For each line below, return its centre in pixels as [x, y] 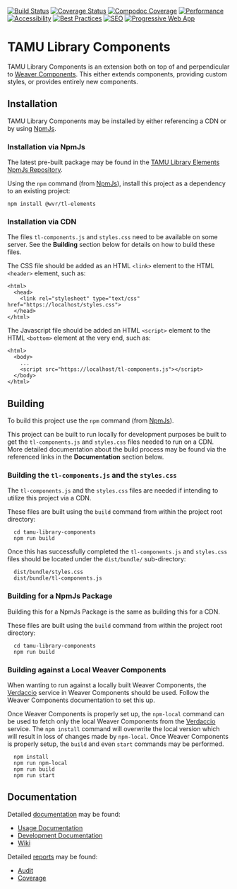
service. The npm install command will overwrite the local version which [114, 729]
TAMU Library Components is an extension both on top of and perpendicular [119, 67]
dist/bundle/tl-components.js [58, 578]
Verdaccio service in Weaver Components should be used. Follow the [108, 693]
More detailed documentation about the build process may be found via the [117, 449]
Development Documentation [60, 835]
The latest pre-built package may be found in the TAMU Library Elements [114, 162]
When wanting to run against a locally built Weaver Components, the [107, 685]
